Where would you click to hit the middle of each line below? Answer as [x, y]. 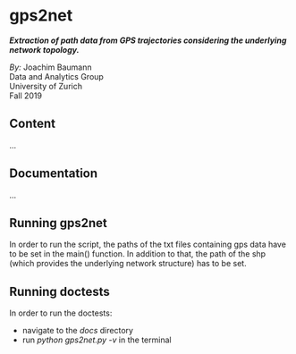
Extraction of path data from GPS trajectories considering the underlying [148, 40]
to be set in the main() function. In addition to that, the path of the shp [138, 254]
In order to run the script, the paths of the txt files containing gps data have [148, 244]
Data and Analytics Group [57, 76]
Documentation [54, 174]
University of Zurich [46, 86]
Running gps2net [58, 223]
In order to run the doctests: [61, 313]
